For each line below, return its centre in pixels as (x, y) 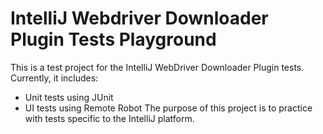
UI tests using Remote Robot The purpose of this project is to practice (168, 108)
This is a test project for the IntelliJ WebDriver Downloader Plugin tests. (157, 67)
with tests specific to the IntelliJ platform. (109, 118)
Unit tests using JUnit (69, 97)
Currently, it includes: (54, 78)
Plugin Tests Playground (113, 39)
